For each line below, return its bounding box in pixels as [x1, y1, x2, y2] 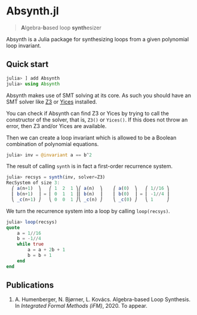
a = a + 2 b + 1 [27, 247, 66, 253]
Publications [6, 280, 54, 290]
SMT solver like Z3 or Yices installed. [6, 98, 97, 105]
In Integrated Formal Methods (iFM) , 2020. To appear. [14, 302, 147, 310]
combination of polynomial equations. [6, 140, 99, 147]
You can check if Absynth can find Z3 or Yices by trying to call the [6, 110, 169, 117]
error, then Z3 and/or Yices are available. [6, 122, 107, 129]
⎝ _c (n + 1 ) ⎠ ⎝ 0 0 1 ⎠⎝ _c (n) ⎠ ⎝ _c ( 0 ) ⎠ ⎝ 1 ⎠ [11, 196, 170, 202]
